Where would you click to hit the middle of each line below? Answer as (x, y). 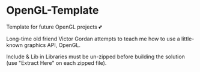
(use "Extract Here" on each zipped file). (56, 62)
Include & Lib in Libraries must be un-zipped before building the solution (95, 57)
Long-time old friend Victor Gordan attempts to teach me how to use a (93, 39)
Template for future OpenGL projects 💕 (54, 27)
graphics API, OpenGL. (52, 45)
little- (188, 39)
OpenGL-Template (53, 10)
